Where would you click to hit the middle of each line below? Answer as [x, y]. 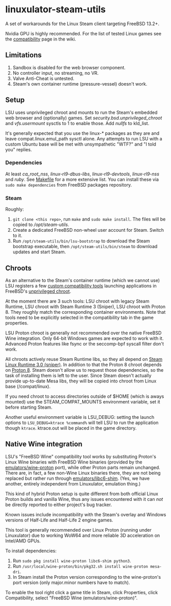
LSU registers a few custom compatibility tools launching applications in [81, 286]
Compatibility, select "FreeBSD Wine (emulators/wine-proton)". [71, 598]
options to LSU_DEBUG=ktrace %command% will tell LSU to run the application [82, 422]
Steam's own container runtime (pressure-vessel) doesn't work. [80, 84]
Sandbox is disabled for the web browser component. [69, 67]
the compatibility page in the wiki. [41, 39]
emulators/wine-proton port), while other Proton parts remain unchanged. [83, 467]
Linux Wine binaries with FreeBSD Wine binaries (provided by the [74, 462]
